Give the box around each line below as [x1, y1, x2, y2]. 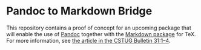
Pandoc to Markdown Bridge [6, 4, 153, 18]
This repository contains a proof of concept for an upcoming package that [6, 24, 192, 31]
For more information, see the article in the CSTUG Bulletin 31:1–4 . [6, 37, 171, 44]
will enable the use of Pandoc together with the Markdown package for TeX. [6, 30, 196, 37]
